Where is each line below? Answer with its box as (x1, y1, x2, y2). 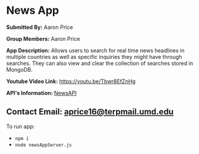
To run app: (6, 123, 35, 130)
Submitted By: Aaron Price (6, 23, 73, 31)
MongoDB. (6, 66, 33, 73)
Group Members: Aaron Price (6, 35, 80, 42)
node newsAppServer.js (14, 142, 72, 148)
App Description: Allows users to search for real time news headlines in (6, 46, 185, 54)
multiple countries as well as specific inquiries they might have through (6, 53, 182, 60)
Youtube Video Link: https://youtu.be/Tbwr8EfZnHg (6, 78, 136, 85)
